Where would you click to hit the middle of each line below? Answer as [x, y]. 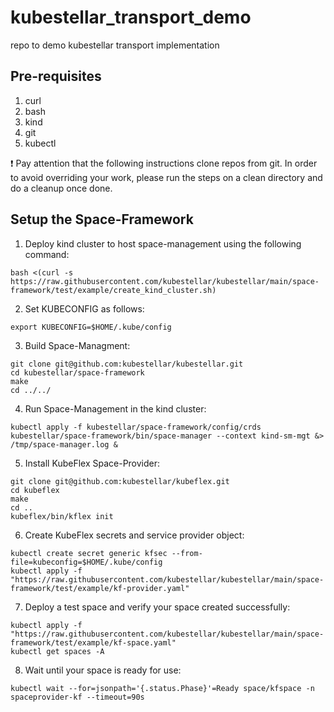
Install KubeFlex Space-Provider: [92, 463]
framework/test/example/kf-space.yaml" [93, 642]
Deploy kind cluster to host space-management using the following [163, 243]
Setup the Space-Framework [102, 219]
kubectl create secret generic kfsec [89, 553]
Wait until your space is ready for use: [103, 670]
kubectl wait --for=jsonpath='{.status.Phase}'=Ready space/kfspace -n [162, 688]
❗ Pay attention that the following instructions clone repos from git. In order [164, 163]
